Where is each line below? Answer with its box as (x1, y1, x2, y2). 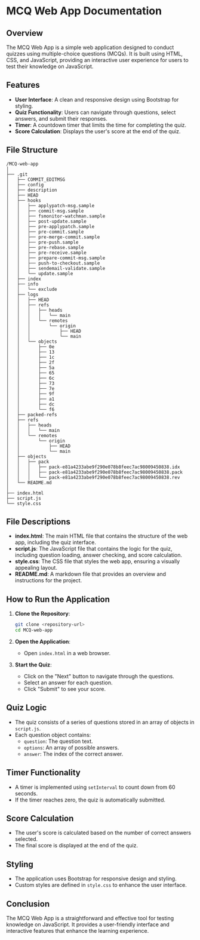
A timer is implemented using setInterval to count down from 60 (14, 784, 176, 791)
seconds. (14, 790, 38, 797)
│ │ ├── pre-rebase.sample (6, 244, 84, 250)
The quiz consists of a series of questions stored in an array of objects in (14, 718, 195, 726)
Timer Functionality (6, 767, 81, 778)
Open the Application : (14, 638, 70, 645)
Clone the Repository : (14, 610, 70, 618)
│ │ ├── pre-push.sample (6, 239, 79, 245)
